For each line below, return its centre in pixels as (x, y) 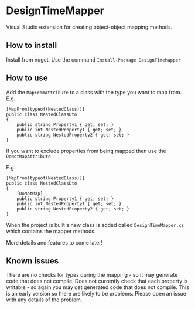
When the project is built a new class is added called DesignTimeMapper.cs (95, 225)
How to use (27, 78)
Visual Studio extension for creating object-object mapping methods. (89, 27)
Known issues (32, 261)
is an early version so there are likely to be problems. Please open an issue (96, 294)
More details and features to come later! (54, 242)
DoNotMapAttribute (28, 157)
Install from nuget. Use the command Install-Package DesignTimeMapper (93, 59)
